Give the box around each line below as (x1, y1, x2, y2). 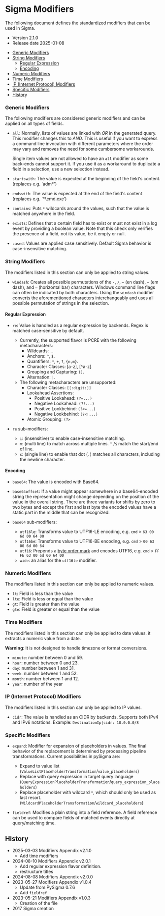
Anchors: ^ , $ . (27, 353, 55, 359)
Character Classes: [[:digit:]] (27, 384, 92, 390)
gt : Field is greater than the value (12, 601, 80, 607)
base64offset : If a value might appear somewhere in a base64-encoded (12, 488, 159, 494)
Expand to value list (19, 763, 60, 769)
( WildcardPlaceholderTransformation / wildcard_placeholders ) (19, 800, 144, 806)
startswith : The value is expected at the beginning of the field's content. (12, 176, 161, 182)
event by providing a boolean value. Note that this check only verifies (12, 225, 153, 231)
